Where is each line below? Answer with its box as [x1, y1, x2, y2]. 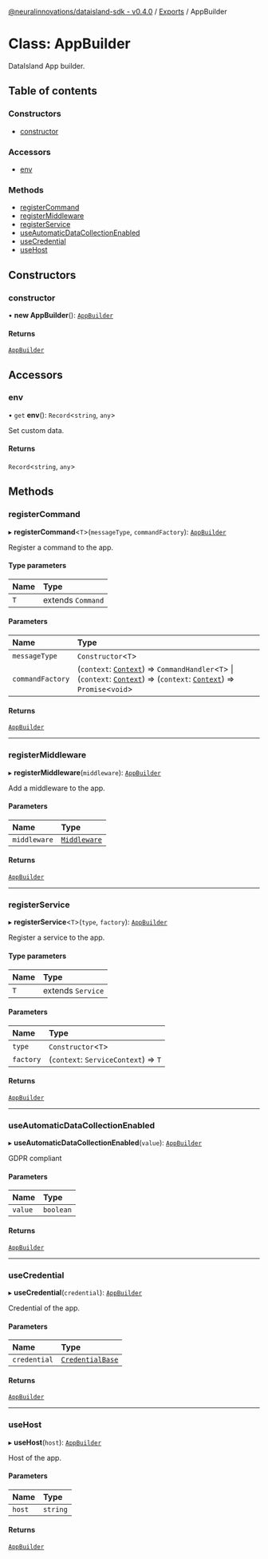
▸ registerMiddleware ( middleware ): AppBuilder [8, 767, 161, 778]
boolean [42, 1206, 72, 1215]
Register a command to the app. [8, 543, 114, 552]
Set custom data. [8, 425, 65, 435]
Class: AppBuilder [8, 35, 131, 53]
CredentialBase [61, 1355, 119, 1365]
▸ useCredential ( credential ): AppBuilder [8, 1287, 143, 1297]
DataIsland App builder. [8, 61, 85, 70]
